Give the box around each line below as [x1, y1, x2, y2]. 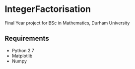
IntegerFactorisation [4, 3, 91, 15]
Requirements [4, 34, 49, 43]
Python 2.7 [11, 47, 34, 53]
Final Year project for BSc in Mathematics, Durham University [4, 20, 130, 26]
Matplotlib [11, 53, 33, 59]
